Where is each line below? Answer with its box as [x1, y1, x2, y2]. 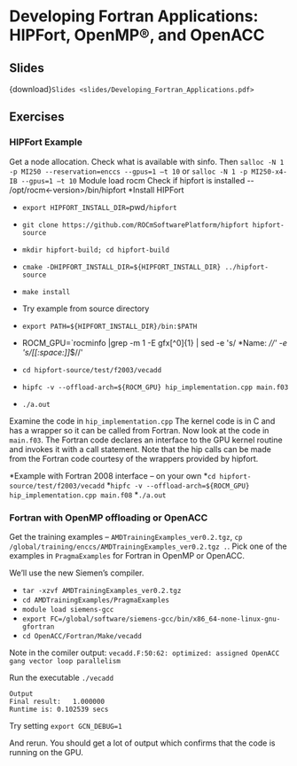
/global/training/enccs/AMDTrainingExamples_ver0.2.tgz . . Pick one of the [9, 541, 287, 551]
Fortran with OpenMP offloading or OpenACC [9, 512, 208, 524]
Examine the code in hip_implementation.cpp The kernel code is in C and [9, 415, 276, 426]
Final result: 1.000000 [9, 697, 105, 706]
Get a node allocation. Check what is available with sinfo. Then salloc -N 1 [9, 156, 285, 167]
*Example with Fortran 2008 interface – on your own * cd [9, 470, 216, 481]
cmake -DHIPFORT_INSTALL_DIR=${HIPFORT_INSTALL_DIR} [21, 262, 222, 271]
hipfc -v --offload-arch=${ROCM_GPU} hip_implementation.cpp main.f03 [21, 383, 289, 392]
